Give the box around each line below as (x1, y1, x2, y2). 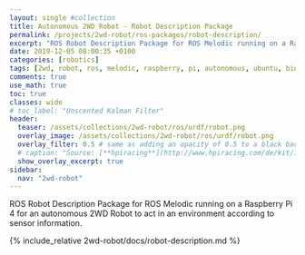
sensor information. (9, 218, 83, 229)
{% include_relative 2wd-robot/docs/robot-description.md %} (9, 235, 241, 246)
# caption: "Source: (17, 148, 95, 157)
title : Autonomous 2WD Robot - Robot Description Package (9, 22, 233, 31)
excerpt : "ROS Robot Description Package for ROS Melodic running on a (9, 38, 286, 48)
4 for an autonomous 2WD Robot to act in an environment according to (9, 208, 275, 219)
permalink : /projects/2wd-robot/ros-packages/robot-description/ (9, 30, 261, 39)
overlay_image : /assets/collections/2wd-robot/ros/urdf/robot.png (17, 132, 274, 141)
